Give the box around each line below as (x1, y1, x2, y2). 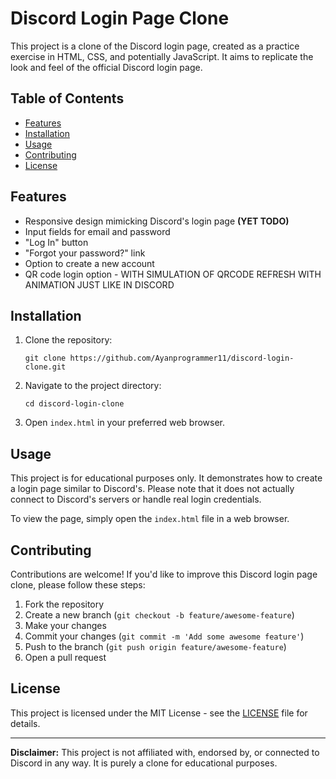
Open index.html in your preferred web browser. (24, 417, 226, 429)
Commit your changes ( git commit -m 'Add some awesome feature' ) (24, 630, 305, 642)
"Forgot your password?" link (24, 247, 146, 259)
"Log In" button (24, 236, 89, 248)
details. (10, 717, 41, 729)
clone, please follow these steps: (10, 579, 146, 591)
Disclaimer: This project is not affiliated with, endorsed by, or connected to (10, 746, 320, 758)
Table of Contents (10, 90, 125, 107)
